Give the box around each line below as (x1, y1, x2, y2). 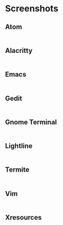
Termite (5, 166, 30, 174)
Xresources (5, 213, 42, 222)
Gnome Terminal (5, 118, 57, 126)
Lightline (5, 142, 33, 150)
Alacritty (5, 46, 33, 55)
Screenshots (5, 3, 59, 14)
